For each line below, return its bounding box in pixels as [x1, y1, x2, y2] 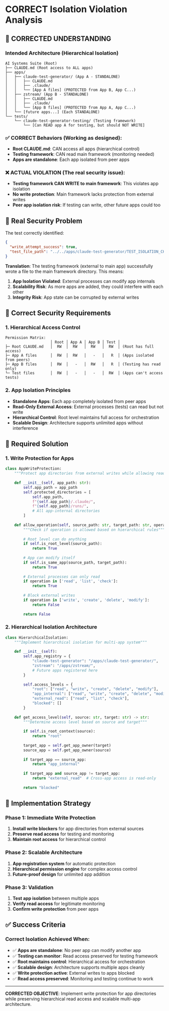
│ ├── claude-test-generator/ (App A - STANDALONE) [5, 74, 121, 79]
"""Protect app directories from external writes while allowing [14, 471, 154, 476]
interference [12, 425, 39, 431]
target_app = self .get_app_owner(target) [23, 743, 112, 748]
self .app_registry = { [23, 654, 71, 659]
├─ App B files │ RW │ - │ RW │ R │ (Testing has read [5, 362, 161, 367]
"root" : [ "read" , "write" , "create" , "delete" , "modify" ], [32, 687, 158, 692]
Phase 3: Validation [5, 884, 54, 891]
